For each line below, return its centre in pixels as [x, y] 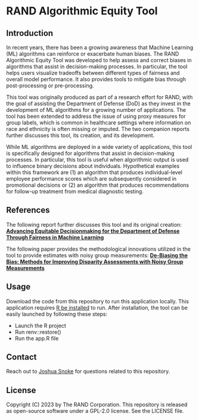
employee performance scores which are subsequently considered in [91, 179]
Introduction [30, 33]
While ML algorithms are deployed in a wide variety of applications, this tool [99, 147]
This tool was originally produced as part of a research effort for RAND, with [99, 97]
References [28, 210]
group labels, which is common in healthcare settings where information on [99, 123]
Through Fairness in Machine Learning [55, 237]
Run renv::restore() [38, 332]
